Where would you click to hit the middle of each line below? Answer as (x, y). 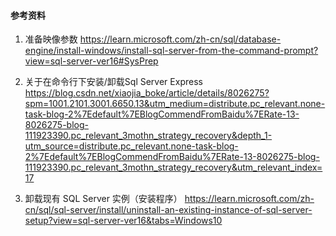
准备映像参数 (51, 39)
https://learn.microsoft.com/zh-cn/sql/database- (180, 39)
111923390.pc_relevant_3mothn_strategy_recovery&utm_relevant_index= (173, 167)
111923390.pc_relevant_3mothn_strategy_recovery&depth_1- (148, 136)
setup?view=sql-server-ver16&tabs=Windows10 (123, 221)
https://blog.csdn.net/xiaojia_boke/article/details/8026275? (147, 93)
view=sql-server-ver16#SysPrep (91, 61)
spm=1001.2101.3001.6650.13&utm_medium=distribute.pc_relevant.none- (175, 104)
